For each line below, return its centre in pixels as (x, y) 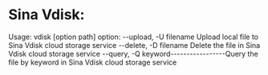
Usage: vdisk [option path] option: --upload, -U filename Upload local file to (134, 37)
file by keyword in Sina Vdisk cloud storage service (93, 62)
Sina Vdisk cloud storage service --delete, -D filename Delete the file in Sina (134, 45)
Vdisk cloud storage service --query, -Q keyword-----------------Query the (133, 53)
